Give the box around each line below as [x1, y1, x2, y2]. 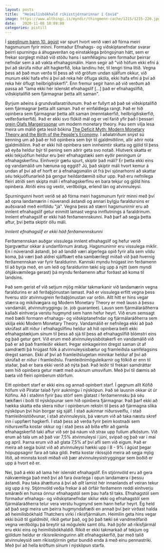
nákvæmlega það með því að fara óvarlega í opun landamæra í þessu [5, 475, 144, 481]
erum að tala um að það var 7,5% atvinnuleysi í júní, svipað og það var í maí [5, 434, 156, 440]
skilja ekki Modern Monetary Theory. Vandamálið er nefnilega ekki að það [5, 320, 153, 326]
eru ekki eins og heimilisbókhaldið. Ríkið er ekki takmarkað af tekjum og [5, 527, 149, 533]
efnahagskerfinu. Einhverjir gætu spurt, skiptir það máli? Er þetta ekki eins [5, 158, 154, 164]
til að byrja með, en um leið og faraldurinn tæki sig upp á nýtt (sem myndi [5, 264, 152, 270]
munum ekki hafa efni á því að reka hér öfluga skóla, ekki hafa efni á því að [5, 75, 155, 81]
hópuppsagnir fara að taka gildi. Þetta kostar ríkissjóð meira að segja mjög [5, 450, 154, 456]
